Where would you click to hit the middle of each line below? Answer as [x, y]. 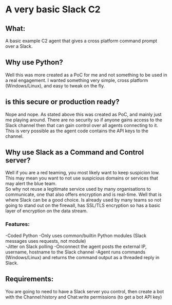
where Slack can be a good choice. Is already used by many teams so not [83, 200]
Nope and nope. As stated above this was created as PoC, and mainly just [83, 114]
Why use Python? [34, 62]
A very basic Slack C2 [53, 10]
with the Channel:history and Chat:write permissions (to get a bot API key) [84, 297]
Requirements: [30, 279]
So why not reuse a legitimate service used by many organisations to [78, 189]
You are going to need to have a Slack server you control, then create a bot [85, 291]
